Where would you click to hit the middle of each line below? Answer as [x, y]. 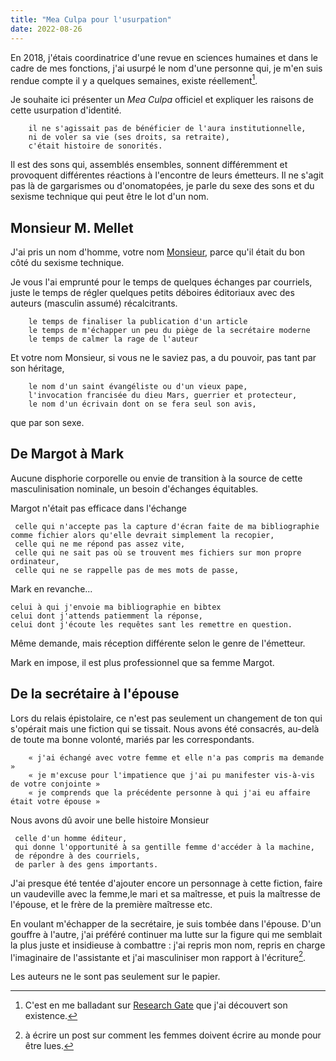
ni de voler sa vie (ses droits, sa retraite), [129, 137]
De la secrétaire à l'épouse [95, 694]
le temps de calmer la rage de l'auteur [113, 339]
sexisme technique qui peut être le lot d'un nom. [110, 197]
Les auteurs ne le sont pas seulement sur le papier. [115, 977]
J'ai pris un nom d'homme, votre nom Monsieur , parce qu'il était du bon [158, 252]
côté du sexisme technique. [67, 262]
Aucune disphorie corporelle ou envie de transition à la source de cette [156, 478]
